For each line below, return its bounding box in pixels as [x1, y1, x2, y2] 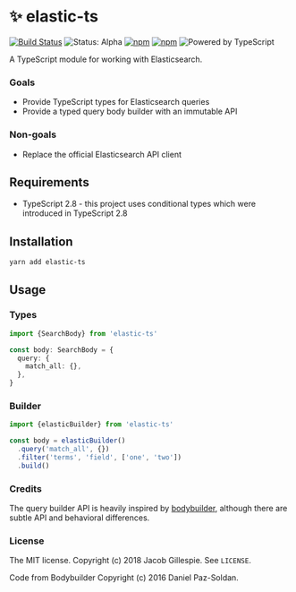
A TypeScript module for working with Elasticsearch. [9, 54, 203, 64]
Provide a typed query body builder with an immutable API [21, 106, 238, 117]
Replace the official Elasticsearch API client [21, 149, 182, 159]
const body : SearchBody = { [9, 345, 114, 355]
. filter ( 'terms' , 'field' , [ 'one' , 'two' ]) [17, 453, 182, 462]
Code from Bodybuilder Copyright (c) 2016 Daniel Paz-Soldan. [9, 572, 239, 583]
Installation [9, 234, 73, 249]
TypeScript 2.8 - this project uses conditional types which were [21, 199, 257, 210]
